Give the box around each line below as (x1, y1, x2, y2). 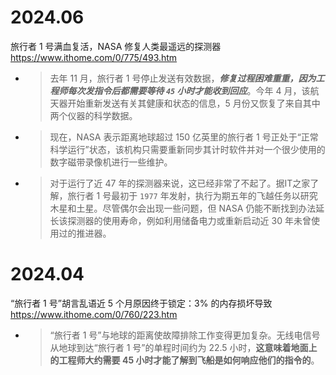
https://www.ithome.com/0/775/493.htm (10, 51, 178, 63)
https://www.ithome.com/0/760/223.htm (10, 308, 178, 320)
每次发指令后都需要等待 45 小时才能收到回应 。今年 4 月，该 (67, 84, 311, 96)
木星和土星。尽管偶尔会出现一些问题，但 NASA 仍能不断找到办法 (49, 202, 317, 214)
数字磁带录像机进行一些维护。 (49, 156, 173, 168)
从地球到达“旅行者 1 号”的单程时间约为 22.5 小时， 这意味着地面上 (49, 341, 318, 353)
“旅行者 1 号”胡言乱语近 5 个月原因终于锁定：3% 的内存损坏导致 (10, 297, 273, 309)
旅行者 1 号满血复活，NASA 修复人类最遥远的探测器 (10, 40, 222, 52)
